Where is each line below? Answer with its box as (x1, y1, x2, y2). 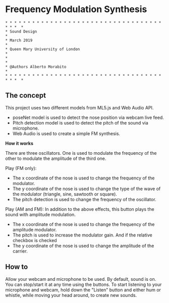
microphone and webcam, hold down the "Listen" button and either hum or (5, 286, 161, 293)
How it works (5, 140, 34, 146)
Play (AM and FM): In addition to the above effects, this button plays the (5, 206, 155, 212)
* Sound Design (5, 29, 37, 34)
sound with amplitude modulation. (5, 211, 76, 217)
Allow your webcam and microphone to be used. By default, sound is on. (5, 276, 156, 282)
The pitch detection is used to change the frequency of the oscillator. (12, 196, 156, 202)
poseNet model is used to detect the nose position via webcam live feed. (12, 114, 164, 120)
